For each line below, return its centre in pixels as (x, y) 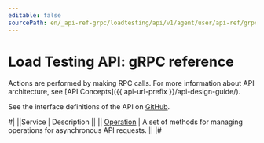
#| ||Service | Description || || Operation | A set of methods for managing (126, 122)
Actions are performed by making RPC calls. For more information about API (131, 83)
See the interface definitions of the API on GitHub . (89, 107)
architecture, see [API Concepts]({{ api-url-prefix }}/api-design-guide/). (125, 92)
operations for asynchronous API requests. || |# (85, 130)
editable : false (35, 15)
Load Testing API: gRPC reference (121, 62)
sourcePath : (27, 23)
